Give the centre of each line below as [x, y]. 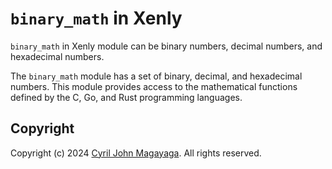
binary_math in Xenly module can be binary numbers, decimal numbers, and [166, 46]
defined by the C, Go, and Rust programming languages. [126, 97]
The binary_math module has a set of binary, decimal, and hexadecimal [156, 76]
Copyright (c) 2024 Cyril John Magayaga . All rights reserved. [136, 153]
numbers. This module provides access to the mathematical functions [154, 86]
